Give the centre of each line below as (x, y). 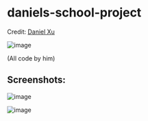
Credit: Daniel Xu (31, 32)
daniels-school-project (74, 13)
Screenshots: (37, 80)
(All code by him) (31, 58)
